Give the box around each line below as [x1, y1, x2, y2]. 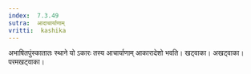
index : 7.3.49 [8, 11, 59, 20]
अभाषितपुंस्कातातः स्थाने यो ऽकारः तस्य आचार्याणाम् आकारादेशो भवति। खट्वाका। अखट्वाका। [8, 49, 245, 58]
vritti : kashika [8, 26, 67, 34]
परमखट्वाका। [8, 57, 46, 67]
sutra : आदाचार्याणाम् [8, 19, 66, 27]
